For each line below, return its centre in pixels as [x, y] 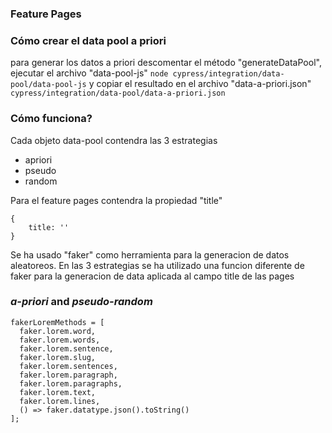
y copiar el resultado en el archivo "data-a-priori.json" [200, 84]
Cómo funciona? [51, 119]
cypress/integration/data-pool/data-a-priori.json [118, 93]
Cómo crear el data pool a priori [88, 40]
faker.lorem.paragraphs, [71, 383]
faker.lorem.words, [60, 340]
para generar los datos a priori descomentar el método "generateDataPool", [166, 63]
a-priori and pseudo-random [81, 302]
